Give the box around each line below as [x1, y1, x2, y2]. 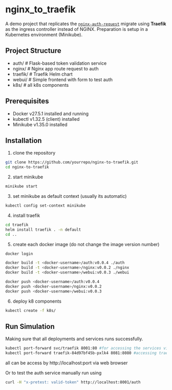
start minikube [12, 174, 44, 180]
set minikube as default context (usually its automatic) [12, 193, 127, 199]
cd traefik [5, 222, 29, 227]
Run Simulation [5, 322, 55, 331]
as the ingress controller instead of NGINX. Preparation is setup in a [5, 26, 148, 32]
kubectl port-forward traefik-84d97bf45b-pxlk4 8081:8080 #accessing [5, 350, 157, 356]
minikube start [5, 184, 38, 189]
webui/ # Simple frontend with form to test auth [12, 76, 113, 83]
